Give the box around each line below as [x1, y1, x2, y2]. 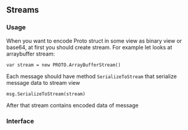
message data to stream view [6, 79, 80, 86]
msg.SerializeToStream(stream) [6, 91, 86, 97]
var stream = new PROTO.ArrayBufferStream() [6, 62, 121, 68]
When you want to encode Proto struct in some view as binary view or [6, 37, 183, 45]
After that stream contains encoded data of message [6, 101, 139, 109]
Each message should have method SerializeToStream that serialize [6, 73, 177, 80]
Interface [6, 117, 35, 125]
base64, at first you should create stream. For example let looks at [6, 43, 172, 51]
